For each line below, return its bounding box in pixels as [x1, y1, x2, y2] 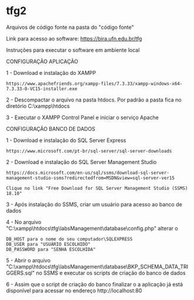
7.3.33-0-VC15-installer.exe [6, 85, 78, 92]
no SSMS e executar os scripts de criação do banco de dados [36, 269, 186, 276]
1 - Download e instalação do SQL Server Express [6, 137, 126, 144]
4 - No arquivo [6, 218, 42, 225]
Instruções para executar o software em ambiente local [6, 46, 140, 54]
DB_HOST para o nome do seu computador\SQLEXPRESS [6, 236, 133, 242]
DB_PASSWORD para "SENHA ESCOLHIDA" [6, 246, 96, 252]
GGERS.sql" [6, 269, 35, 276]
